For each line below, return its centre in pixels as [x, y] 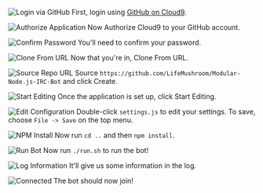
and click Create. [90, 81]
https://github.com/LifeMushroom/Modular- [170, 74]
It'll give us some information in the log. [133, 166]
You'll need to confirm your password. [139, 42]
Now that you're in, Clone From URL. [129, 58]
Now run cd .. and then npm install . [115, 135]
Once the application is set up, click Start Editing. [137, 96]
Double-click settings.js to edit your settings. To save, [166, 111]
